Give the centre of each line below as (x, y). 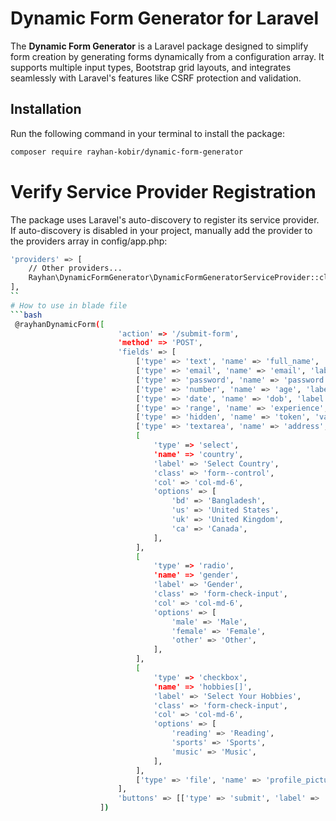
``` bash (26, 315)
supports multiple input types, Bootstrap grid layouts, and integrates (151, 67)
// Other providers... (75, 268)
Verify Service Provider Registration (163, 191)
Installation (46, 109)
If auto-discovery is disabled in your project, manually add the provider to (161, 230)
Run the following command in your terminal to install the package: (147, 133)
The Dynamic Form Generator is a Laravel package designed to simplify (159, 46)
